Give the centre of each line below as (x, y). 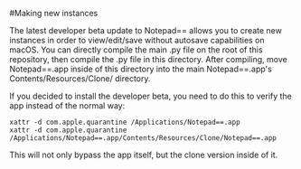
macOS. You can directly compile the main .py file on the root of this (136, 50)
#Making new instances (54, 13)
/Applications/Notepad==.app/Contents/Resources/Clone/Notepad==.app (143, 138)
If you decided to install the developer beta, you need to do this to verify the (150, 96)
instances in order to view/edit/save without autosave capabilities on (137, 40)
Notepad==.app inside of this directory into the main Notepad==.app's (141, 69)
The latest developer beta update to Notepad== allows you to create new (146, 30)
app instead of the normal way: (67, 106)
